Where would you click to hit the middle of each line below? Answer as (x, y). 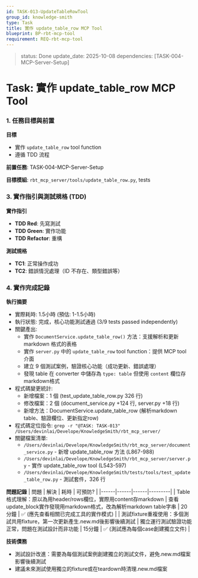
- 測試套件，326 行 (82, 479)
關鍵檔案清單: (31, 438)
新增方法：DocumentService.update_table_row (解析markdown (100, 411)
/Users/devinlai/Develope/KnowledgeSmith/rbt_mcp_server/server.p (107, 459)
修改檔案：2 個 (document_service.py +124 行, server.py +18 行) (101, 403)
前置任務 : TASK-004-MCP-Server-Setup (55, 167)
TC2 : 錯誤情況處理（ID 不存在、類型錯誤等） (69, 271)
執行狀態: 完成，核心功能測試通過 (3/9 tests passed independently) (96, 322)
